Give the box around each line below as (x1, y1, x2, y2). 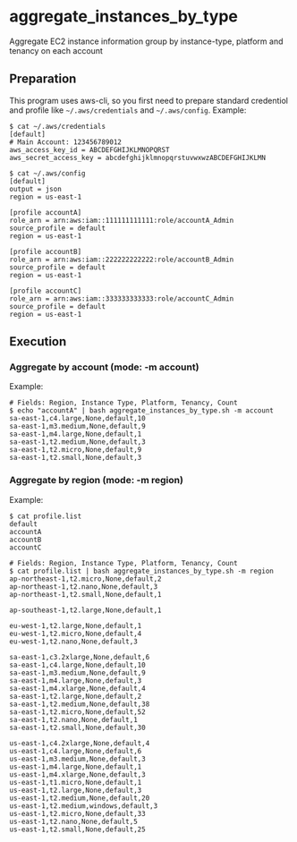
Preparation (9, 72, 77, 87)
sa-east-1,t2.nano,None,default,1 (9, 715, 139, 724)
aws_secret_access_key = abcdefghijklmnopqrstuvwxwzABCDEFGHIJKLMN (9, 153, 267, 162)
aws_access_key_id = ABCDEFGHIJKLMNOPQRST (9, 145, 170, 154)
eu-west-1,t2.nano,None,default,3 (9, 637, 139, 646)
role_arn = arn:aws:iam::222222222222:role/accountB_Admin (9, 255, 234, 264)
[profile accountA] (9, 208, 82, 217)
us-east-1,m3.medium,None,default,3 (9, 754, 146, 763)
